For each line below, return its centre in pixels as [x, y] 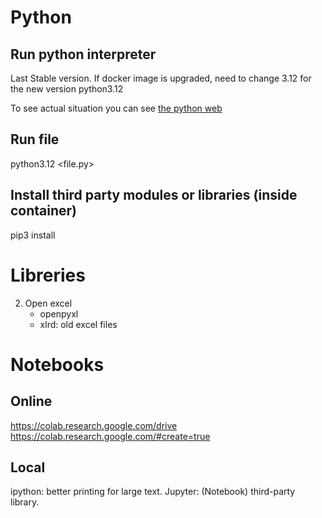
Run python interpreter [83, 54]
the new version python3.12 [67, 89]
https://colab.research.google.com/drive [94, 425]
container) [44, 211]
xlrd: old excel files [78, 324]
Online [31, 401]
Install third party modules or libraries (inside [154, 195]
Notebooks [57, 364]
